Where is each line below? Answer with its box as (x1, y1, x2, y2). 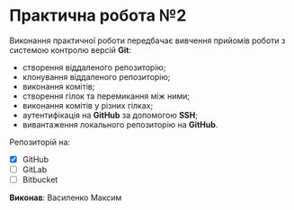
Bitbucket (22, 174, 58, 185)
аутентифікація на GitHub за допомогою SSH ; (22, 109, 198, 120)
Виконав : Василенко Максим (9, 192, 122, 203)
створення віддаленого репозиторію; (22, 62, 166, 73)
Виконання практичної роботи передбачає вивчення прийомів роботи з (9, 35, 286, 46)
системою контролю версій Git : (9, 44, 132, 55)
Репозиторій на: (9, 136, 70, 147)
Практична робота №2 (9, 5, 187, 26)
